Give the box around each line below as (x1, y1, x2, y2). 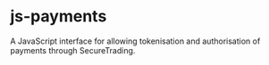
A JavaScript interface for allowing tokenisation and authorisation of (10, 36, 261, 46)
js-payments (10, 6, 107, 27)
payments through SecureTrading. (10, 45, 136, 55)
